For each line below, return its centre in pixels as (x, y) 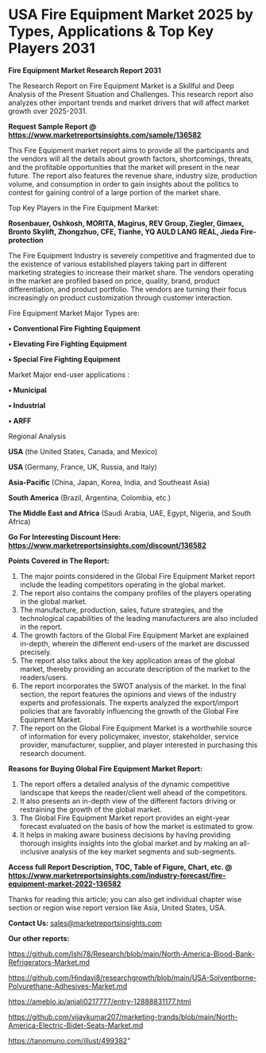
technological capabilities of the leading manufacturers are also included (139, 618)
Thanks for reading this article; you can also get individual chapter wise (125, 899)
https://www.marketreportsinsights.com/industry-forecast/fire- (117, 875)
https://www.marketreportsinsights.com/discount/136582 (107, 545)
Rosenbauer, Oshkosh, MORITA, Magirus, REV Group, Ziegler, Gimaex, (126, 223)
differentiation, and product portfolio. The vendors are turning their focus (127, 289)
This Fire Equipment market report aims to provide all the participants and (129, 150)
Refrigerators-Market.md (49, 962)
